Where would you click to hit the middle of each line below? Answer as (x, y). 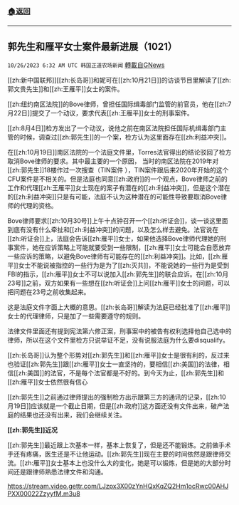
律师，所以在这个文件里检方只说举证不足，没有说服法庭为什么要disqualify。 (118, 340)
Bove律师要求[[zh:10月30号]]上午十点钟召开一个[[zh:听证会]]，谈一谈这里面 (118, 221)
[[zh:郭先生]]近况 (33, 430)
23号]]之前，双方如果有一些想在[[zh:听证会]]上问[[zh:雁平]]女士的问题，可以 (119, 283)
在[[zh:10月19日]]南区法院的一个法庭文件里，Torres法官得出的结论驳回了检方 (119, 152)
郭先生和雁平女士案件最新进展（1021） (92, 47)
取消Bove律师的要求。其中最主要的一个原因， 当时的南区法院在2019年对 (113, 161)
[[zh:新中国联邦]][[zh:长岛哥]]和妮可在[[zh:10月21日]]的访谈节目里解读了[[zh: (119, 80)
